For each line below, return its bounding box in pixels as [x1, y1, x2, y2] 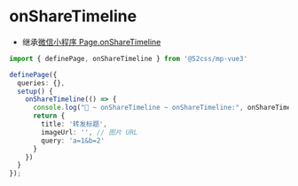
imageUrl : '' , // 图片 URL [41, 128, 138, 136]
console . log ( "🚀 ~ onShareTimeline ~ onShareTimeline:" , [32, 104, 244, 112]
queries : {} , [17, 78, 66, 88]
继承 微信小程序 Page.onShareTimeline [21, 36, 161, 47]
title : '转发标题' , [41, 120, 108, 129]
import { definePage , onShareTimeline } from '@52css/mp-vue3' [9, 54, 248, 63]
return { [32, 112, 66, 120]
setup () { [17, 87, 53, 96]
